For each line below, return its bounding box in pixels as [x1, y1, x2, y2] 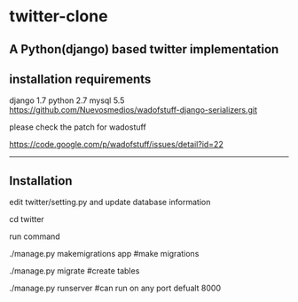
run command [9, 231, 60, 242]
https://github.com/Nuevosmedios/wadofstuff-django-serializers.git [9, 105, 257, 115]
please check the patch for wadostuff [9, 122, 146, 132]
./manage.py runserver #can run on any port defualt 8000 [9, 282, 222, 294]
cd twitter [9, 214, 44, 225]
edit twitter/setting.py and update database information [9, 197, 211, 208]
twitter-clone [9, 6, 108, 27]
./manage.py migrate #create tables [9, 266, 140, 276]
